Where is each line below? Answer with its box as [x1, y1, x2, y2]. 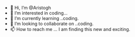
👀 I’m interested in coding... [10, 10, 68, 16]
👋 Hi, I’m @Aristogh [10, 5, 51, 10]
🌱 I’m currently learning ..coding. [10, 15, 79, 21]
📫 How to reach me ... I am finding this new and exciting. [10, 26, 130, 32]
